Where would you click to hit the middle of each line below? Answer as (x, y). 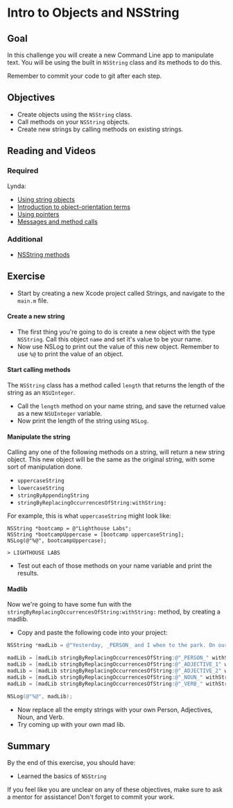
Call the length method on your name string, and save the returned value (121, 406)
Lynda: (17, 186)
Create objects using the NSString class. (75, 114)
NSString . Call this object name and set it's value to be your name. (110, 339)
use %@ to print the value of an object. (70, 354)
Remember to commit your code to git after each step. (85, 76)
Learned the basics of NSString (62, 776)
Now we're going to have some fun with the (69, 605)
